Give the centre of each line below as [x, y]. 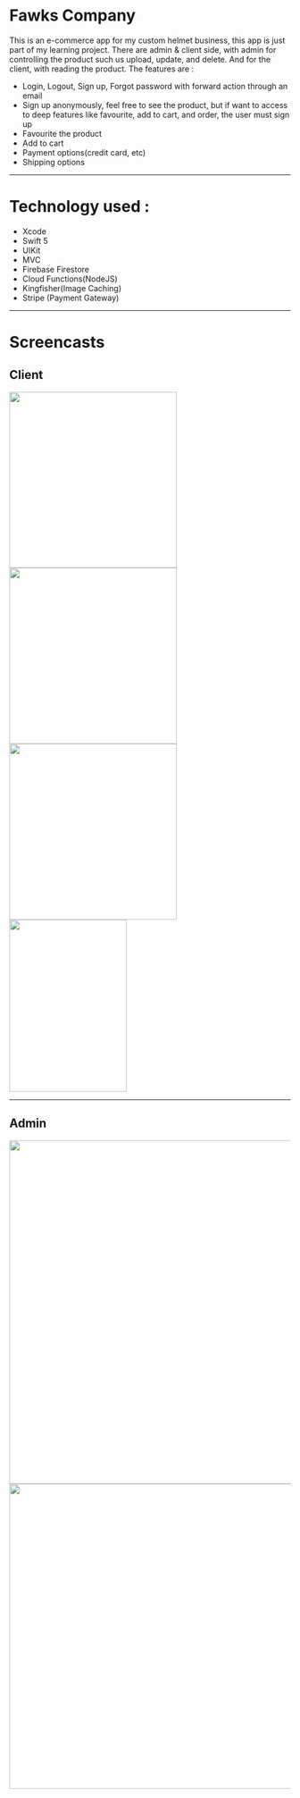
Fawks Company [73, 16]
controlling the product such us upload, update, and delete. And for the [140, 59]
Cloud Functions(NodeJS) [70, 279]
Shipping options [53, 162]
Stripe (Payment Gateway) [71, 298]
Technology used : [79, 207]
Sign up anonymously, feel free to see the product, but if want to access [155, 105]
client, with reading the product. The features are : [102, 69]
